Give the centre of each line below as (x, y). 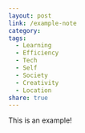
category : (25, 30)
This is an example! (40, 120)
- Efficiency (37, 53)
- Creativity (37, 83)
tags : (17, 38)
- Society (32, 75)
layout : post (30, 16)
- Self (26, 68)
